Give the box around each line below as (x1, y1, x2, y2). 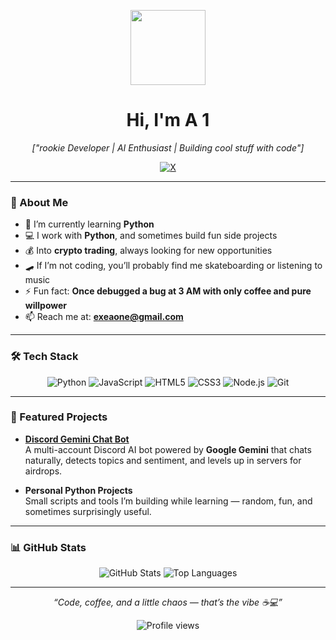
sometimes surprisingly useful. (24, 505, 152, 517)
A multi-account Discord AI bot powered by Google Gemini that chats (24, 443, 312, 455)
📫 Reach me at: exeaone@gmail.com (24, 311, 184, 323)
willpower (24, 300, 68, 312)
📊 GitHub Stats (10, 540, 87, 554)
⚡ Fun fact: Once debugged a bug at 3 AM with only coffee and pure (24, 285, 312, 297)
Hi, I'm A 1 (126, 109, 210, 132)
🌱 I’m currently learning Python (24, 218, 155, 230)
